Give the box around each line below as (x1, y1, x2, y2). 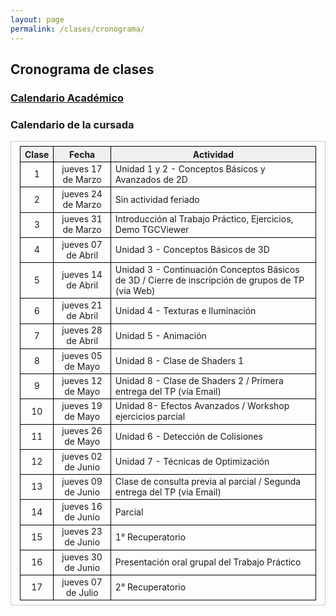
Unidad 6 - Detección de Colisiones (114, 430, 263, 442)
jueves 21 (61, 299, 103, 311)
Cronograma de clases (10, 61, 155, 78)
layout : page (10, 14, 65, 25)
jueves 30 (61, 551, 103, 563)
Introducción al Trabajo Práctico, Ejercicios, (114, 213, 294, 225)
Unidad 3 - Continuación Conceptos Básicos (114, 263, 300, 275)
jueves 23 (61, 526, 103, 538)
